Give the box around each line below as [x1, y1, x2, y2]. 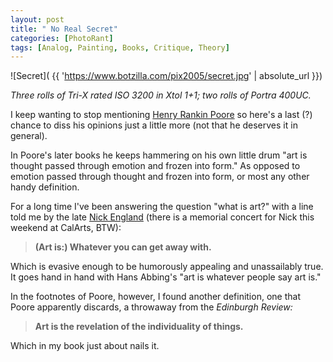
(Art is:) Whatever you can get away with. [34, 241, 212, 253]
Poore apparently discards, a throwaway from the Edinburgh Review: [10, 301, 293, 313]
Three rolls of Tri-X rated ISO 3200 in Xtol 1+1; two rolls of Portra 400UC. [10, 89, 312, 101]
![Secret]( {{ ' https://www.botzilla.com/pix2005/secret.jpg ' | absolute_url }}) [10, 70, 323, 82]
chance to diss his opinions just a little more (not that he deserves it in [10, 119, 298, 131]
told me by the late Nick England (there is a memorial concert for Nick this [10, 211, 315, 223]
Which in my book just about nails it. [10, 340, 160, 352]
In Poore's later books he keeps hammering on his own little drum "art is [10, 149, 308, 161]
